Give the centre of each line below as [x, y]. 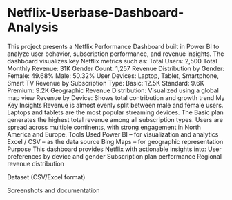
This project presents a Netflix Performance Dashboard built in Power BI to [113, 46]
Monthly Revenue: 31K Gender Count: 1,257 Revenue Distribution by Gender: [116, 68]
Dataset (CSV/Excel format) [46, 177]
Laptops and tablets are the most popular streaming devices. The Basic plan [116, 112]
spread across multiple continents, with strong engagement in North [104, 127]
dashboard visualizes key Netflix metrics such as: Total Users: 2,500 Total [112, 61]
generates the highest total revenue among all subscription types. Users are [115, 119]
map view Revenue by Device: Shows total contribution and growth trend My [116, 97]
